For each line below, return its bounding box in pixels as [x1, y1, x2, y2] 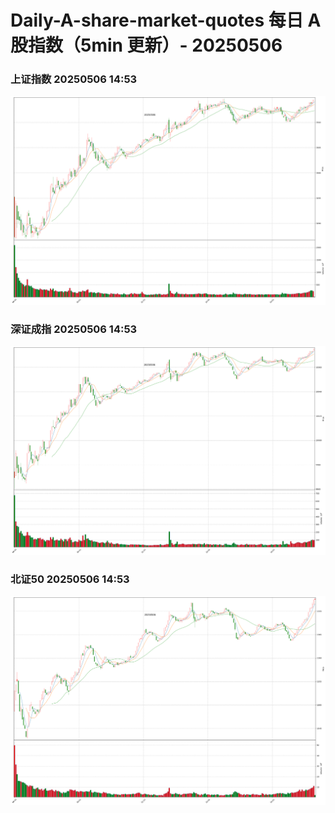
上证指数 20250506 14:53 [10, 72, 138, 86]
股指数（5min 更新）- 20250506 [10, 34, 283, 57]
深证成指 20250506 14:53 [10, 322, 138, 336]
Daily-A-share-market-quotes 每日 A [10, 9, 322, 32]
